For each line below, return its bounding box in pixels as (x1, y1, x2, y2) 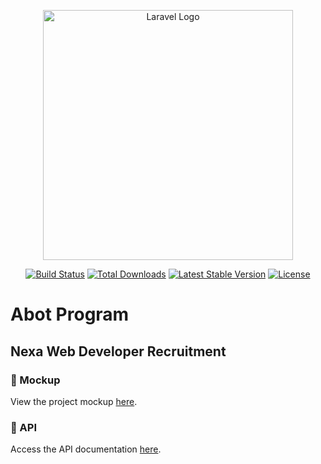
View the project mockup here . (10, 395, 138, 407)
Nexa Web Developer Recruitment (10, 343, 227, 360)
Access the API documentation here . (10, 443, 162, 455)
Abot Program (10, 303, 130, 326)
